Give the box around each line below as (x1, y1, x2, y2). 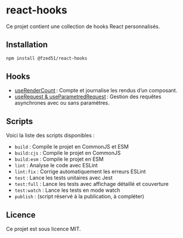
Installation (6, 40, 48, 50)
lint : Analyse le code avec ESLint (14, 162, 98, 169)
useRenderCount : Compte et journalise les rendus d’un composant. (14, 87, 178, 94)
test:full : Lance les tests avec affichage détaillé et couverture (14, 181, 169, 188)
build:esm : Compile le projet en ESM (14, 156, 104, 163)
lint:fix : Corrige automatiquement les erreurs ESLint (14, 168, 146, 175)
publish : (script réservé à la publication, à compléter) (14, 193, 144, 200)
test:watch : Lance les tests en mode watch (14, 187, 120, 194)
